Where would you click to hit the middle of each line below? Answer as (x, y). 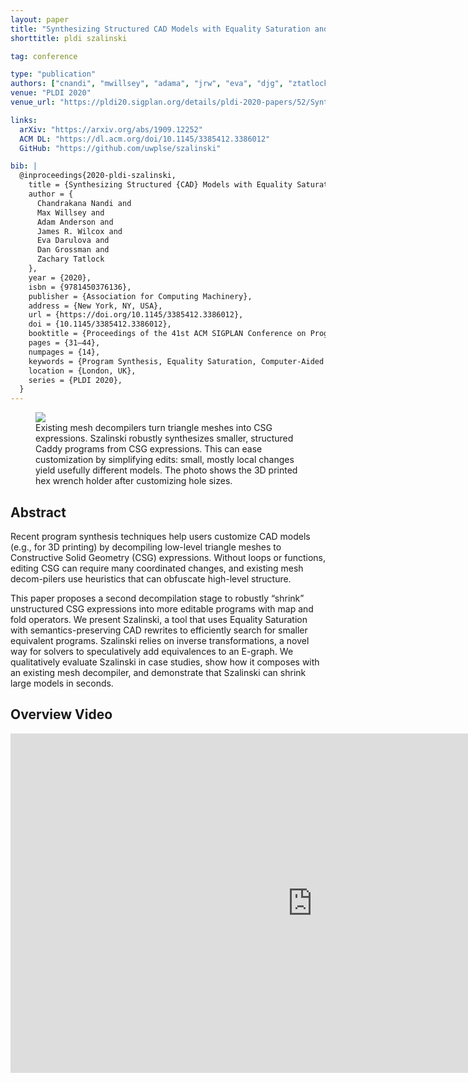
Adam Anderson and (75, 222)
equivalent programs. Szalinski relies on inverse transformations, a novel (160, 640)
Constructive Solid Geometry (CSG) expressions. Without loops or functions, (168, 557)
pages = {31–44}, (64, 343)
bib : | (24, 166)
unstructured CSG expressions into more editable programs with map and (162, 608)
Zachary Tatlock (70, 259)
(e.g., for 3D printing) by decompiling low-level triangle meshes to (146, 547)
